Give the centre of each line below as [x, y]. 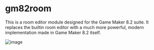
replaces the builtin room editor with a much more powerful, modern [75, 27]
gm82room [28, 9]
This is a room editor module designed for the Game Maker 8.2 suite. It [77, 22]
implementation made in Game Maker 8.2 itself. [53, 32]
